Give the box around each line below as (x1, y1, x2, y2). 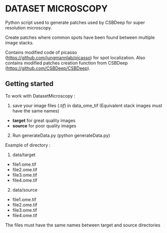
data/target (12, 151, 36, 157)
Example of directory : (5, 142, 51, 148)
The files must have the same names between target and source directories (5, 222, 161, 228)
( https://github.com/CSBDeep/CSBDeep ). (5, 65, 91, 71)
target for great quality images (12, 117, 76, 123)
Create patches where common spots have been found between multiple (5, 34, 155, 40)
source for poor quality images (12, 122, 76, 128)
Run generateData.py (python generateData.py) (12, 132, 111, 138)
